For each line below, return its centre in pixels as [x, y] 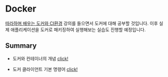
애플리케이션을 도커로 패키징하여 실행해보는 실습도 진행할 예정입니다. [78, 29]
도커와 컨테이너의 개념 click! [40, 58]
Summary [21, 46]
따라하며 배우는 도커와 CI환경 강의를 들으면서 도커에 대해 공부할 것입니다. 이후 [82, 23]
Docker [21, 9]
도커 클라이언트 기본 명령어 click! [45, 69]
